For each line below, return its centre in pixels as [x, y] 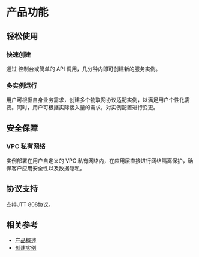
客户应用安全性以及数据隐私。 [48, 168]
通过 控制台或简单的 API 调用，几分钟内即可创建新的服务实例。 [84, 69]
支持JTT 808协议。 [30, 204]
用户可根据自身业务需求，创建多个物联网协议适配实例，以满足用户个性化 [95, 100]
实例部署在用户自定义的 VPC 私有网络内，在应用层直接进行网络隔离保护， [97, 160]
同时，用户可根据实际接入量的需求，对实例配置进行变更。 [88, 108]
